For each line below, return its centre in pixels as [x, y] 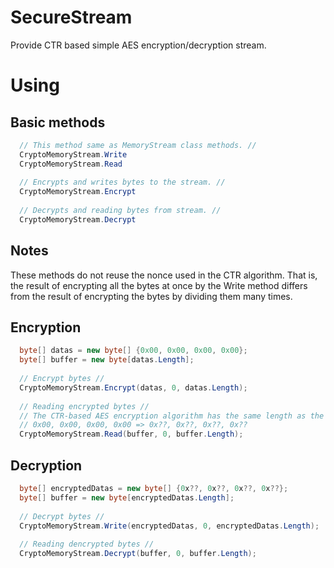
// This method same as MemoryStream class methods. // [138, 145]
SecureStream [71, 17]
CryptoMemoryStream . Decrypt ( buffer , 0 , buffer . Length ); [138, 554]
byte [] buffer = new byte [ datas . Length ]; [107, 360]
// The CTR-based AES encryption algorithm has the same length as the [172, 416]
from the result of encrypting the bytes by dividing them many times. [151, 296]
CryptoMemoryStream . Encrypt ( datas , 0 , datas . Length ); [133, 387]
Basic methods [58, 122]
